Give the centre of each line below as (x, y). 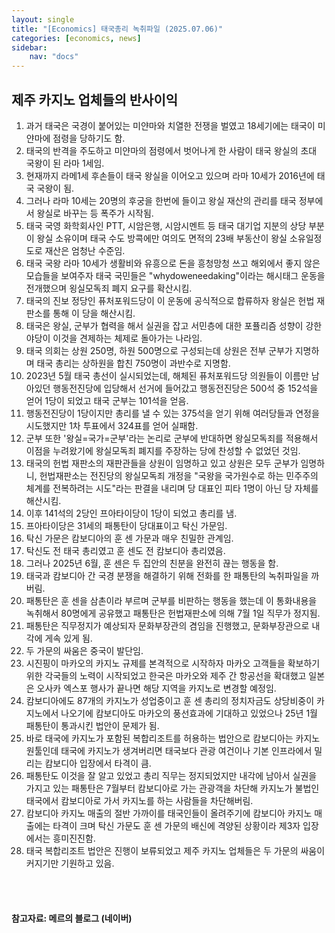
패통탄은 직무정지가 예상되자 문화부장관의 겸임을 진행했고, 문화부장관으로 (167, 625)
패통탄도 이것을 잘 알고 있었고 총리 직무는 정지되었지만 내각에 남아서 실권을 (171, 775)
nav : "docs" (54, 57)
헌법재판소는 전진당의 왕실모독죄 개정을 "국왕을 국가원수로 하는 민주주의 (179, 475)
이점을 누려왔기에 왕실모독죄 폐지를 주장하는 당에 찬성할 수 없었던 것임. (163, 450)
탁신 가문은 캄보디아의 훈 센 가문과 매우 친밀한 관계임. (129, 538)
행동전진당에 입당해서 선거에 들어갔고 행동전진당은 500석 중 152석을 (185, 388)
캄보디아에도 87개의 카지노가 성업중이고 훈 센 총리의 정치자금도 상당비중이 (170, 700)
